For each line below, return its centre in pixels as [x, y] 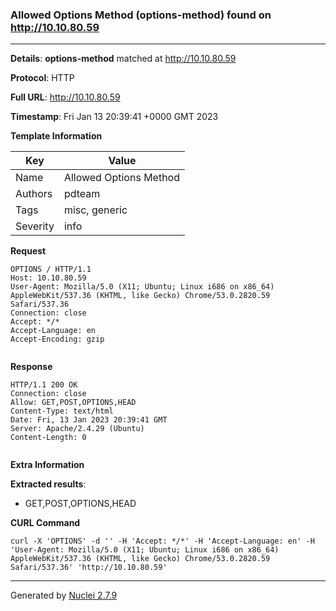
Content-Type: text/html [62, 411]
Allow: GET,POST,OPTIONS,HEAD [73, 403]
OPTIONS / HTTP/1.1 [51, 269]
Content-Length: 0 [48, 438]
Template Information [56, 136]
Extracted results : [48, 484]
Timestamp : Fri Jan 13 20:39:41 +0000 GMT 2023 [114, 117]
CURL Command [45, 523]
